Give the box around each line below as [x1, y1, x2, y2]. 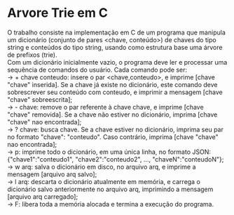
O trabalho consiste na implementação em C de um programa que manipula [7, 28, 226, 37]
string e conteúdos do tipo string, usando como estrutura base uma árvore [7, 43, 223, 51]
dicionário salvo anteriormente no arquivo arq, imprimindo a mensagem [7, 185, 214, 193]
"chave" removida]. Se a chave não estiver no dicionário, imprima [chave [7, 110, 218, 119]
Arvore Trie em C [7, 5, 109, 21]
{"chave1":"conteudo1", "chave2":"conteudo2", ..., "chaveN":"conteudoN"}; [7, 155, 224, 163]
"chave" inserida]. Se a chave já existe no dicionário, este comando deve [7, 80, 218, 89]
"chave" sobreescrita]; [7, 95, 73, 103]
